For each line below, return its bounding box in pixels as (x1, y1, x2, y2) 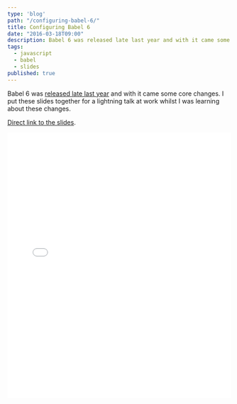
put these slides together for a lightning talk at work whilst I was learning (7, 96, 220, 105)
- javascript (13, 50, 53, 57)
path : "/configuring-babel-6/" (7, 17, 100, 24)
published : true (7, 69, 55, 77)
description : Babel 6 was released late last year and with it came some (7, 37, 231, 44)
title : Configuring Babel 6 (7, 23, 91, 30)
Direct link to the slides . (7, 118, 76, 126)
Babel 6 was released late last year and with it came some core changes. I (7, 89, 224, 98)
